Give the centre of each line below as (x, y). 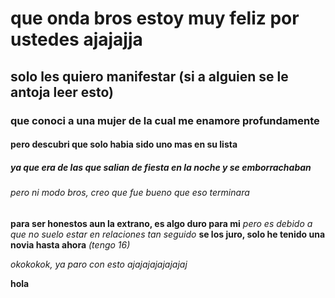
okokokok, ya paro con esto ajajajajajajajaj (99, 264)
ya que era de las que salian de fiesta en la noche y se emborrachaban (161, 167)
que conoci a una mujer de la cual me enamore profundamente (165, 120)
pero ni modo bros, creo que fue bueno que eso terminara (130, 193)
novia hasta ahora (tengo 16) (70, 244)
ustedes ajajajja (76, 39)
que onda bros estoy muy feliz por (155, 18)
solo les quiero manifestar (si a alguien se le (149, 76)
